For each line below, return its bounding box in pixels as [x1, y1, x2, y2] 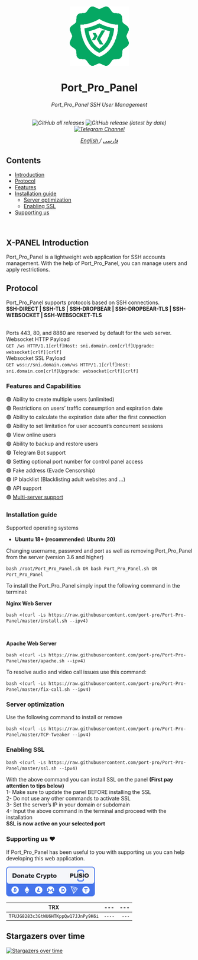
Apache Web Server [6, 640, 57, 647]
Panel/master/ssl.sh [6, 766, 57, 771]
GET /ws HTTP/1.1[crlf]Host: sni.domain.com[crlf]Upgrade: [6, 343, 155, 349]
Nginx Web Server [6, 599, 52, 607]
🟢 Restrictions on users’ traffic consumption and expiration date [6, 404, 163, 412]
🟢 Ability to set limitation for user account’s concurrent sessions [6, 422, 164, 430]
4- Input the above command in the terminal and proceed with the [6, 808, 167, 815]
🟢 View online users [6, 431, 56, 439]
